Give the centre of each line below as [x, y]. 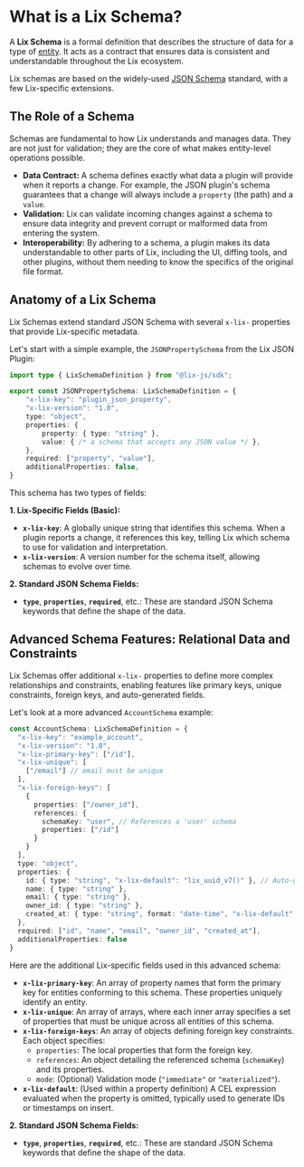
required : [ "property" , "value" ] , [90, 459]
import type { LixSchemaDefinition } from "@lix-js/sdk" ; [121, 375]
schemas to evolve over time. [77, 567]
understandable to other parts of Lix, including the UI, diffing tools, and [155, 252]
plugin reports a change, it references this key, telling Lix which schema [156, 538]
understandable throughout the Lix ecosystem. [96, 61]
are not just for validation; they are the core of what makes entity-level [140, 148]
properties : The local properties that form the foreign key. [144, 1050]
